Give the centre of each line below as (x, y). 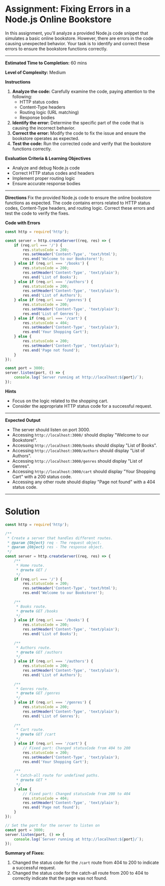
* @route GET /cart (36, 734)
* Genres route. (33, 689)
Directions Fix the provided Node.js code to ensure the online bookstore (79, 197)
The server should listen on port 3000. (51, 429)
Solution (23, 512)
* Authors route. (34, 648)
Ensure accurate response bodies (46, 183)
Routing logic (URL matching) (49, 112)
